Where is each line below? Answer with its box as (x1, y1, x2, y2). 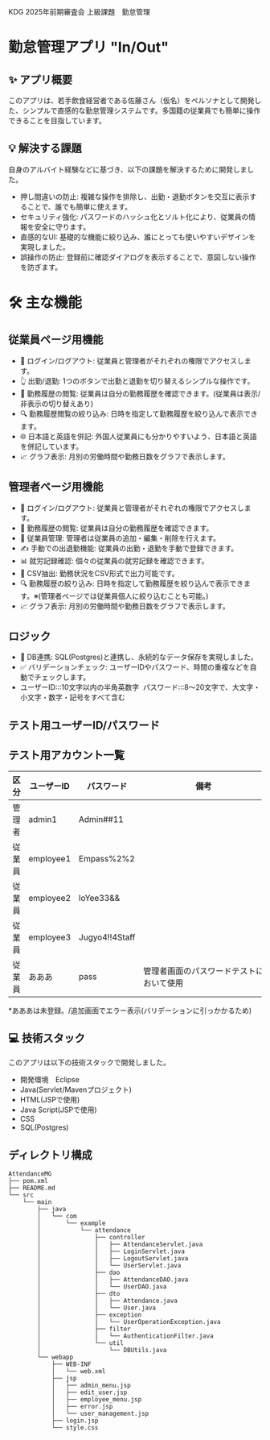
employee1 (28, 853, 72, 864)
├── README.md (8, 1184, 56, 1193)
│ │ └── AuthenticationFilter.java (37, 1332, 215, 1340)
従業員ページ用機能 (8, 333, 104, 347)
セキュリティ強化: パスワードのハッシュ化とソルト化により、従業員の (19, 212, 249, 222)
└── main (22, 1198, 52, 1206)
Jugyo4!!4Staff (79, 932, 136, 943)
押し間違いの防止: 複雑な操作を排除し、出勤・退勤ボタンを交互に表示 (19, 192, 250, 201)
